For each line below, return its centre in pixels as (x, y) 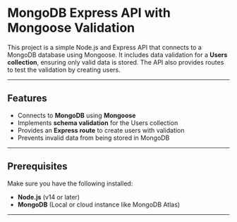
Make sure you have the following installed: (70, 183)
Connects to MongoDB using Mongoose (77, 115)
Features (27, 99)
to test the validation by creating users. (64, 70)
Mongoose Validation (71, 28)
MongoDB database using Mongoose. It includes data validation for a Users (117, 55)
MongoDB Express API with (89, 13)
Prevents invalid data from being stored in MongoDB (93, 138)
